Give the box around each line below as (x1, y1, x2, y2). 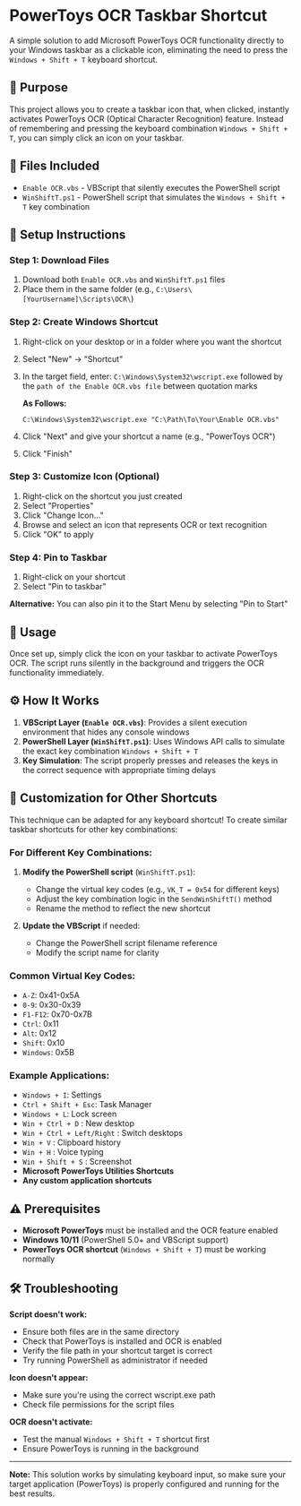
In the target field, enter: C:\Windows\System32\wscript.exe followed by (21, 371, 284, 382)
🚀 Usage (9, 624, 56, 640)
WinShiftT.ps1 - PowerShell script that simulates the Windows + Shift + (21, 192, 286, 202)
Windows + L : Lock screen (21, 1108, 117, 1120)
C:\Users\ (155, 286, 193, 295)
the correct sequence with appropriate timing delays (21, 764, 217, 775)
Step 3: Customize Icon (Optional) (9, 470, 160, 483)
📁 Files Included (9, 159, 100, 174)
